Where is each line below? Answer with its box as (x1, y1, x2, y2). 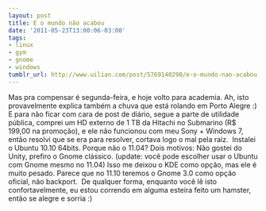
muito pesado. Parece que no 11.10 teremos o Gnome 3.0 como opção (8, 168, 237, 178)
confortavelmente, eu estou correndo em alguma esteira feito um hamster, (8, 185, 252, 194)
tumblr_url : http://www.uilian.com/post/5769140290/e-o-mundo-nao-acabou (8, 71, 258, 79)
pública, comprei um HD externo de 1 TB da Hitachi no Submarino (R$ (8, 117, 237, 127)
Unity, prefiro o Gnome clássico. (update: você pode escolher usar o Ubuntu (8, 152, 258, 161)
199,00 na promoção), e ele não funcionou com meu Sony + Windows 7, (8, 126, 244, 136)
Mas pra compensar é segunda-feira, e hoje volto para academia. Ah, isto (8, 92, 249, 102)
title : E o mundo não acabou (8, 19, 105, 27)
